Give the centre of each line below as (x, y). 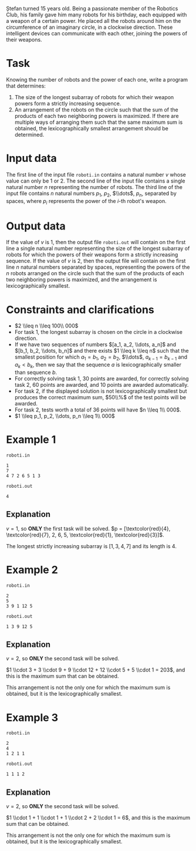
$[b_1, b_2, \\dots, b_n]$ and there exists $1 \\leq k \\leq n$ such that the (102, 351)
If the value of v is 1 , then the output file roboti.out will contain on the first (96, 242)
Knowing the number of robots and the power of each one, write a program (97, 79)
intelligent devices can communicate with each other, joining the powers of (97, 33)
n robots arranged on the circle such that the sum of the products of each (95, 273)
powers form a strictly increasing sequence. (68, 103)
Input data (31, 158)
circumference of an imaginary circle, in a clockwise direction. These (89, 27)
